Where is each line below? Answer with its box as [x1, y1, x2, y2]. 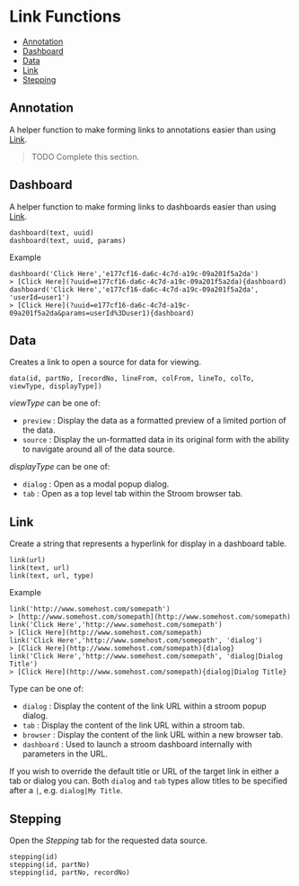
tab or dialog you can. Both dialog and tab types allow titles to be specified [9, 775, 288, 786]
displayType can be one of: [9, 461, 110, 472]
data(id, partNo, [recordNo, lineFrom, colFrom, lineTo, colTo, [9, 374, 255, 383]
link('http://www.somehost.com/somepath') [9, 604, 171, 613]
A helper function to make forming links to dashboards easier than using [9, 201, 277, 212]
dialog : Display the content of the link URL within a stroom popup [22, 701, 267, 711]
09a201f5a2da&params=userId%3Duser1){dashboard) [9, 309, 195, 318]
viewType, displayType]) [9, 382, 102, 391]
